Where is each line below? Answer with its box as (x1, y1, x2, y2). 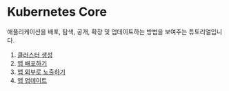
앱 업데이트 (17, 76, 48, 84)
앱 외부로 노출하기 (17, 68, 66, 76)
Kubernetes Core (7, 4, 107, 20)
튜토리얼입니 (188, 27, 223, 36)
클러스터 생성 (17, 51, 53, 59)
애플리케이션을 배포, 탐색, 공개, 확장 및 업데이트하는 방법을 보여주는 (7, 27, 188, 36)
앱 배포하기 (17, 59, 48, 67)
